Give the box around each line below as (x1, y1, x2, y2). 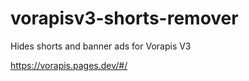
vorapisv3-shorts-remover (10, 7, 239, 30)
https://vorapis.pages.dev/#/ (10, 59, 128, 71)
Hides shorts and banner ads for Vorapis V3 (10, 40, 192, 52)
